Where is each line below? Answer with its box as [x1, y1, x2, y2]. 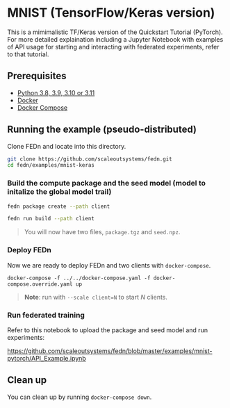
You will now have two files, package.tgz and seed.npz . [24, 228, 181, 236]
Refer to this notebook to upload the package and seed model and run [7, 325, 208, 334]
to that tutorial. [7, 50, 49, 58]
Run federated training [7, 310, 85, 320]
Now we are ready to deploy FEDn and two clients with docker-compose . [7, 261, 211, 269]
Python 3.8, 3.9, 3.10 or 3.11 [17, 88, 95, 97]
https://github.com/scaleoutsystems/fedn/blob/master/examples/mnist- [7, 346, 213, 355]
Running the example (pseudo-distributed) [7, 124, 197, 136]
